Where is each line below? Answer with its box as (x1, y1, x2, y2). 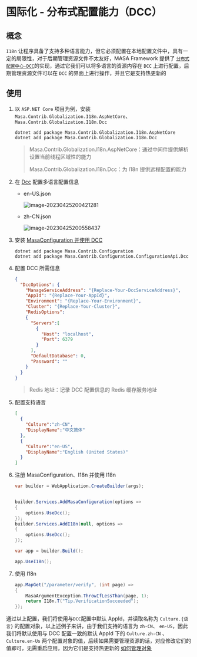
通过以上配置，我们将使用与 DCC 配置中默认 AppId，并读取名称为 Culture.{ (6, 615, 184, 622)
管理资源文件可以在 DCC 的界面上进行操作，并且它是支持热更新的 (11, 70, 166, 77)
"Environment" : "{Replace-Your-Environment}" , (25, 298, 142, 304)
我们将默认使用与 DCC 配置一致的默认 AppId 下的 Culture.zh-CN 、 (6, 630, 168, 637)
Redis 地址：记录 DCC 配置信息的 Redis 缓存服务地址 (29, 386, 158, 393)
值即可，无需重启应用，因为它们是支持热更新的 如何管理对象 (6, 645, 152, 652)
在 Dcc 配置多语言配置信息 (14, 178, 79, 185)
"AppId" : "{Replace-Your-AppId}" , (25, 293, 110, 298)
